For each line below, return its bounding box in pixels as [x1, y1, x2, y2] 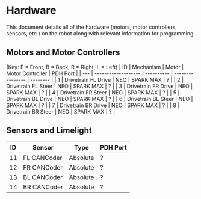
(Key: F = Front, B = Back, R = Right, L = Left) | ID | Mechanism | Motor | [6, 63, 184, 70]
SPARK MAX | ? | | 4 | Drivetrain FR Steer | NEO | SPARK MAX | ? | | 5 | [6, 88, 180, 96]
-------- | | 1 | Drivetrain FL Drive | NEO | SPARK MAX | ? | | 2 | [30, 76, 184, 83]
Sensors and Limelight [6, 126, 92, 136]
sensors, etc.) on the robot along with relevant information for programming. [6, 29, 196, 37]
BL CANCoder [23, 173, 63, 181]
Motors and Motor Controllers [6, 47, 120, 58]
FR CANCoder [23, 163, 63, 171]
